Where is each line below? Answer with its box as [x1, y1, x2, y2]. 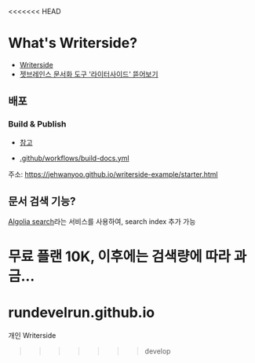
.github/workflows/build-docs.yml [19, 153, 129, 163]
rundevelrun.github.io [8, 303, 155, 321]
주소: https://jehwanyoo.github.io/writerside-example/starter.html [8, 169, 218, 179]
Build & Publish [8, 119, 67, 130]
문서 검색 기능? [8, 195, 76, 208]
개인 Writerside [8, 330, 56, 340]
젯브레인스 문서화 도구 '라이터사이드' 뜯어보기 [19, 69, 158, 79]
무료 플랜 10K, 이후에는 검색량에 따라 [8, 247, 231, 266]
